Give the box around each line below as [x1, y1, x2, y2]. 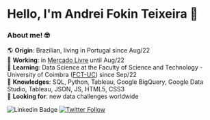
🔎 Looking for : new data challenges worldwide [7, 92, 139, 101]
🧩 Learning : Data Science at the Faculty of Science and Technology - [7, 63, 203, 72]
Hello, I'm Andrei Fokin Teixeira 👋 [7, 6, 198, 22]
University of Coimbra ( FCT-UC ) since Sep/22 [7, 71, 137, 79]
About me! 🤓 [7, 31, 50, 40]
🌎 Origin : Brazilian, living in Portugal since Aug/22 [7, 46, 150, 55]
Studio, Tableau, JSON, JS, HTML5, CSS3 [7, 85, 125, 93]
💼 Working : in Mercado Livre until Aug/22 [7, 56, 125, 64]
